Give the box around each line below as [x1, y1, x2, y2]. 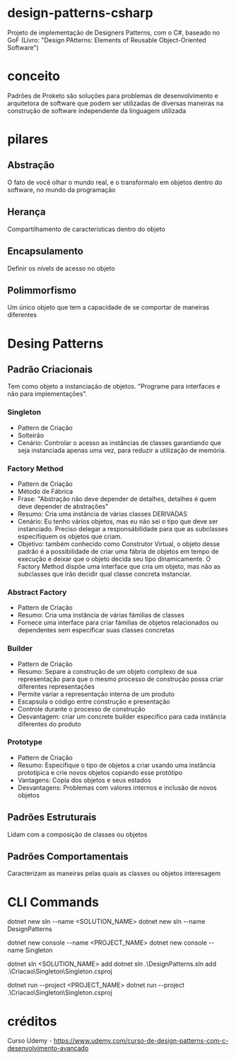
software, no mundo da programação [7, 185, 116, 194]
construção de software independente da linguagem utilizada [7, 106, 187, 114]
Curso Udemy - [7, 1036, 52, 1045]
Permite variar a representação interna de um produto [17, 690, 175, 698]
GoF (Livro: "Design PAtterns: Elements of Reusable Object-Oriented [7, 35, 206, 44]
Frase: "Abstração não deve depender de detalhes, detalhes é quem [17, 495, 217, 503]
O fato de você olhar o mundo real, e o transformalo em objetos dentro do [7, 178, 223, 187]
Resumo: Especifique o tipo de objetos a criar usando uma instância [17, 761, 216, 769]
